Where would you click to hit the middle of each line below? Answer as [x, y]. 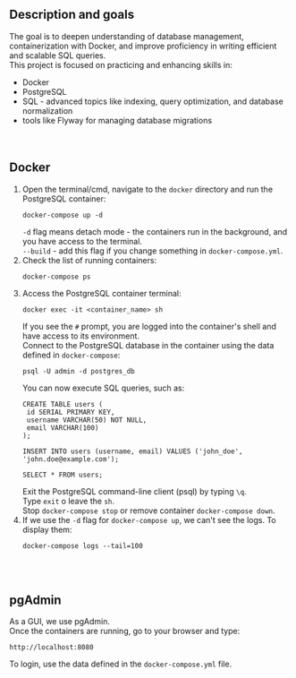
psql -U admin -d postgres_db [79, 371]
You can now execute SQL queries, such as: [103, 388]
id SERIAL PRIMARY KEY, [71, 412]
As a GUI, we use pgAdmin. [59, 622]
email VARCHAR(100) [63, 428]
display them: [47, 529]
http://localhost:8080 [51, 648]
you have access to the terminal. [82, 241]
